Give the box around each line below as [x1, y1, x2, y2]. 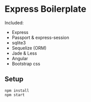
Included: [4, 20, 24, 26]
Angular [11, 55, 28, 61]
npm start [4, 92, 25, 97]
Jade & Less [11, 50, 38, 56]
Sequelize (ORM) [11, 45, 46, 51]
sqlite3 [11, 39, 26, 45]
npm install [4, 88, 29, 93]
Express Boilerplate [4, 3, 87, 15]
